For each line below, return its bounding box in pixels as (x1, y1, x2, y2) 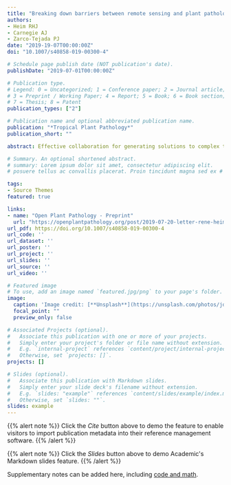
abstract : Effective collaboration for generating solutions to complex (7, 142, 220, 150)
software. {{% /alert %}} (7, 436, 76, 444)
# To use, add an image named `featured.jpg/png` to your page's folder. (7, 288, 223, 296)
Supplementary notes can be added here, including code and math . (7, 471, 199, 479)
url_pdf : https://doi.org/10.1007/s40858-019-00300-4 (7, 225, 165, 232)
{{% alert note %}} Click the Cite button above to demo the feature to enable (7, 422, 224, 430)
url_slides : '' (7, 257, 51, 263)
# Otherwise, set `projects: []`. (7, 352, 112, 359)
